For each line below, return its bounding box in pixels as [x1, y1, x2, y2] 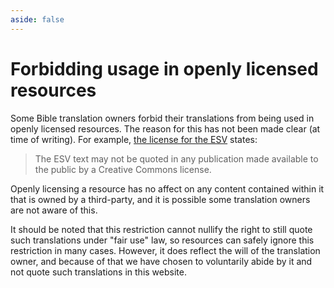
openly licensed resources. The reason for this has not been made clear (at [10, 122, 321, 135]
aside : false [10, 14, 65, 25]
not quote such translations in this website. [10, 266, 187, 278]
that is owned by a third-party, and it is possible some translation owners [10, 193, 311, 205]
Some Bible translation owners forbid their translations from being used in [10, 112, 315, 124]
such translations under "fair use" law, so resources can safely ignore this [10, 234, 315, 246]
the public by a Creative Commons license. [34, 163, 212, 175]
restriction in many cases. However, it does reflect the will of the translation [10, 244, 321, 256]
